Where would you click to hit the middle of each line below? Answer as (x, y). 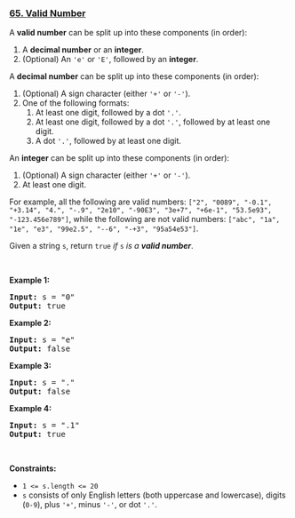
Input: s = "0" (42, 297)
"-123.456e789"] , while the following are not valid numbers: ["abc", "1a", (145, 219)
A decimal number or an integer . (83, 50)
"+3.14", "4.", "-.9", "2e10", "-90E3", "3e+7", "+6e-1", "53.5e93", (141, 211)
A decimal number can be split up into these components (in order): (134, 76)
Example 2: (30, 323)
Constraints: (33, 468)
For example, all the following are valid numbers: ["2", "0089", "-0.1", (141, 202)
